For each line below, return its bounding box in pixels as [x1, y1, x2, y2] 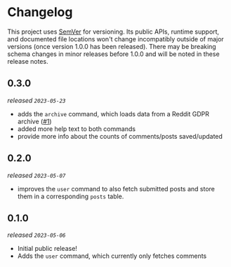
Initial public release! [17, 245, 77, 253]
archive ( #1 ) [17, 117, 52, 125]
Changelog [7, 4, 73, 20]
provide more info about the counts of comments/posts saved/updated [17, 132, 223, 140]
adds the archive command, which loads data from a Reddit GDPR [17, 109, 209, 118]
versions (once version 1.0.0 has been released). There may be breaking [7, 42, 216, 50]
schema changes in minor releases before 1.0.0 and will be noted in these [7, 50, 220, 58]
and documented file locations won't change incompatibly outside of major [7, 34, 225, 43]
